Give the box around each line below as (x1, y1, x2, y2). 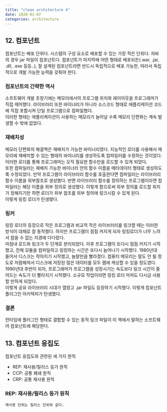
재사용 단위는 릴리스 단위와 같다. (5, 403, 64, 408)
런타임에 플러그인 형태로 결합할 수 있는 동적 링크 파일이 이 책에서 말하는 (5, 317, 144, 323)
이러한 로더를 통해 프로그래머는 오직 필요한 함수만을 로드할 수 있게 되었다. (5, 158, 148, 165)
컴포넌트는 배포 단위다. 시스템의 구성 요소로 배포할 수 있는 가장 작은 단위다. (5, 50, 150, 56)
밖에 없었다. (19, 120, 42, 126)
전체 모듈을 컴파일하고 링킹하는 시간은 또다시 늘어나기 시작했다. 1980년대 (15, 247, 158, 253)
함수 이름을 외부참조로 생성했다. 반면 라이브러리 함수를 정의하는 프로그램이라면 (5, 177, 157, 183)
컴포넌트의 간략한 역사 (5, 83, 55, 90)
